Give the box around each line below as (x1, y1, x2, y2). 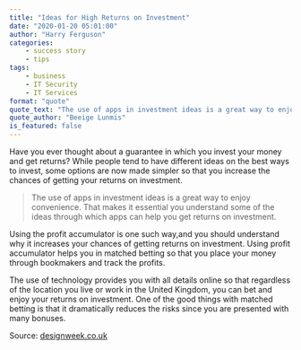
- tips (25, 55, 50, 64)
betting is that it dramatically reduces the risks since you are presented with (9, 303, 289, 314)
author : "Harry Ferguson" (9, 30, 106, 39)
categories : (9, 38, 54, 48)
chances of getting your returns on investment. (9, 175, 184, 185)
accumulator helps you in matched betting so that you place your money (9, 248, 277, 258)
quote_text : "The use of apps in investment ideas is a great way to (9, 105, 275, 114)
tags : (9, 64, 30, 73)
